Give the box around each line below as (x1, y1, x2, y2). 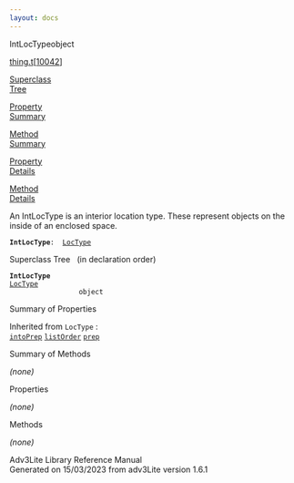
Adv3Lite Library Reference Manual (9, 454, 143, 465)
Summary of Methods (9, 348, 91, 359)
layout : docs (9, 13, 59, 23)
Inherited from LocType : (9, 321, 98, 332)
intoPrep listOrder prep (9, 332, 100, 342)
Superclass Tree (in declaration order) (9, 253, 157, 264)
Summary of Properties (9, 303, 97, 314)
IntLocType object (9, 38, 75, 49)
